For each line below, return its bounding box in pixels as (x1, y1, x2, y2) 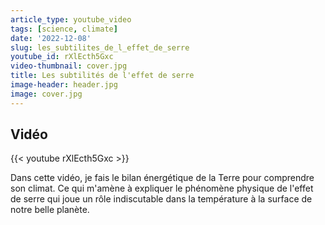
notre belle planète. (10, 204, 90, 216)
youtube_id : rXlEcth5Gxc (10, 52, 114, 62)
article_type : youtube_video (10, 14, 132, 25)
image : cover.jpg (10, 89, 83, 99)
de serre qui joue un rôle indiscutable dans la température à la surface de (10, 193, 313, 205)
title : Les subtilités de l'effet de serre (10, 71, 195, 81)
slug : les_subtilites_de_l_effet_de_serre (10, 42, 190, 53)
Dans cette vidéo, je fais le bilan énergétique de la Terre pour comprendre (10, 172, 315, 184)
